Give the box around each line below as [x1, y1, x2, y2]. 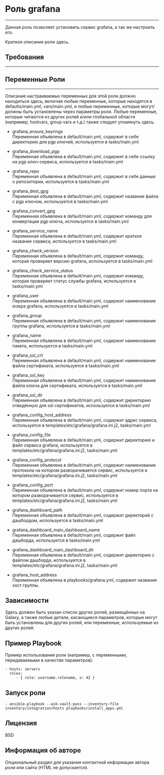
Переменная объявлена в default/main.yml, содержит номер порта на [12, 487, 158, 493]
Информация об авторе [5, 746, 82, 754]
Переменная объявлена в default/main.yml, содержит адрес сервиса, [12, 417, 158, 423]
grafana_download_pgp [12, 148, 60, 154]
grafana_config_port [12, 482, 53, 488]
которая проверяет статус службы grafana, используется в [12, 278, 136, 284]
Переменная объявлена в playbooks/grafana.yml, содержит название [12, 577, 157, 583]
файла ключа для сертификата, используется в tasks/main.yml [12, 383, 143, 388]
